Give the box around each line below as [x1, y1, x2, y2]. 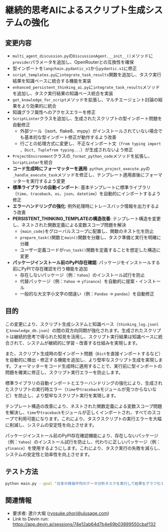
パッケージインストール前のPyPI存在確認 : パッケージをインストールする [12, 259, 160, 265]
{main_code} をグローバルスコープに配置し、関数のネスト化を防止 [19, 228, 154, 234]
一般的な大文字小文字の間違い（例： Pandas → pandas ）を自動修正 [19, 291, 154, 297]
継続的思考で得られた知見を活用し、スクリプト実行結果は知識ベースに [13, 334, 158, 340]
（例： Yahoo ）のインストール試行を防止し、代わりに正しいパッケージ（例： [5, 439, 161, 445]
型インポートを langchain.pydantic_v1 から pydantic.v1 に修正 [12, 66, 137, 71]
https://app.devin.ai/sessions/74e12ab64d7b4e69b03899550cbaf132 [12, 521, 156, 527]
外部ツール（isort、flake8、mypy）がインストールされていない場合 [19, 128, 158, 134]
